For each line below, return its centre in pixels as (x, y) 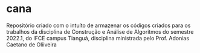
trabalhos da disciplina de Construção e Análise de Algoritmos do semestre (100, 31)
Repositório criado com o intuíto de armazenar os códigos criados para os (98, 25)
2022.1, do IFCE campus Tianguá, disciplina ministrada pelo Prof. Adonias (98, 38)
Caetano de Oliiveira (32, 45)
